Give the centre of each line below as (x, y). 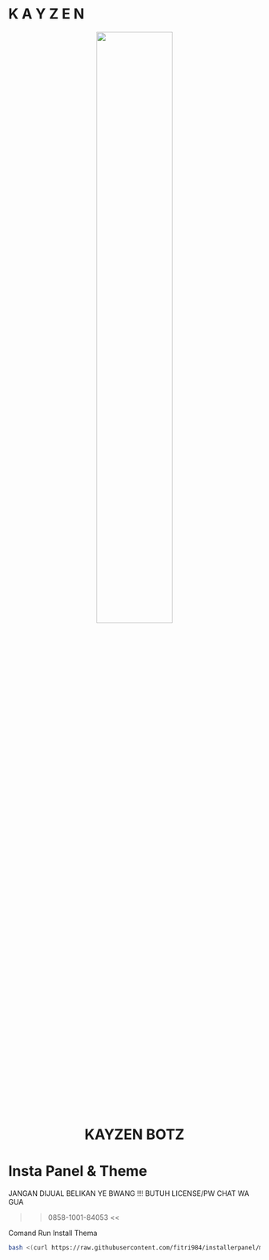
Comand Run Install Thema (53, 1233)
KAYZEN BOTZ (134, 1135)
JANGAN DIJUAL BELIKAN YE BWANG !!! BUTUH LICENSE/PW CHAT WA (129, 1193)
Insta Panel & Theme (78, 1171)
